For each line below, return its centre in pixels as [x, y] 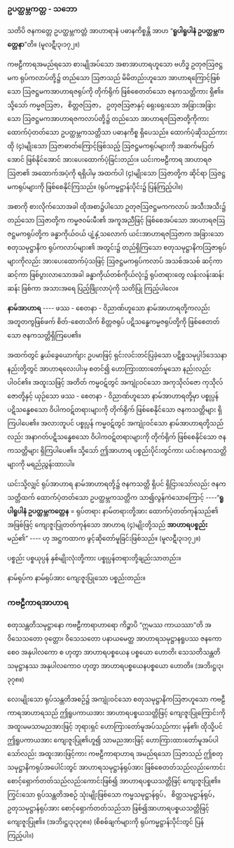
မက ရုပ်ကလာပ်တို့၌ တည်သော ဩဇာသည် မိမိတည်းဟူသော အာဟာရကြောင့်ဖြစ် [114, 78]
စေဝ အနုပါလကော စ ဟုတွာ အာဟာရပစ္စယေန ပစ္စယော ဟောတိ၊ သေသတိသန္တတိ [114, 652]
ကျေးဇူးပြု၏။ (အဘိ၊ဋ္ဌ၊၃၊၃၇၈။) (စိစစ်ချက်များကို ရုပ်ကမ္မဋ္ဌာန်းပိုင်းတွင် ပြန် [106, 821]
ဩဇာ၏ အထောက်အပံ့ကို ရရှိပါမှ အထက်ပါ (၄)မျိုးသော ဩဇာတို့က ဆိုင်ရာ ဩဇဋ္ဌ [117, 173]
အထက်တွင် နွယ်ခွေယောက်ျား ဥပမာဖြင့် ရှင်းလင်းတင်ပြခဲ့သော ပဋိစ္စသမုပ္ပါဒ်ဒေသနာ [117, 355]
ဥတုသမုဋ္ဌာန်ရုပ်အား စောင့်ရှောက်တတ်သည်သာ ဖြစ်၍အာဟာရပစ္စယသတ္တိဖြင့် [109, 808]
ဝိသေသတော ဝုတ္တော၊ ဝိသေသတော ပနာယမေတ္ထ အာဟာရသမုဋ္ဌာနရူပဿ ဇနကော [115, 638]
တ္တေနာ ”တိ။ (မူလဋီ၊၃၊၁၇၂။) [44, 44]
